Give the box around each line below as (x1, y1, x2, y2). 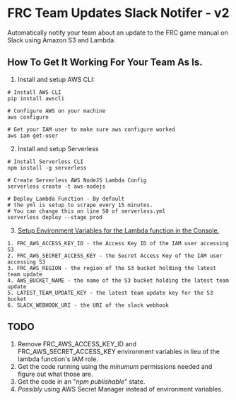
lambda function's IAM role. (17, 355, 99, 363)
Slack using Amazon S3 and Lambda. (7, 35, 116, 44)
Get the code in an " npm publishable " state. (17, 377, 146, 386)
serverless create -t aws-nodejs (7, 182, 106, 190)
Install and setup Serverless (17, 144, 99, 153)
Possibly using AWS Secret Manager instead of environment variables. (17, 384, 223, 393)
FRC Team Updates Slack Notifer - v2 (7, 5, 230, 21)
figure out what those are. (17, 370, 93, 378)
